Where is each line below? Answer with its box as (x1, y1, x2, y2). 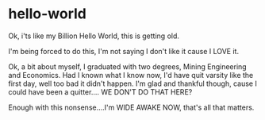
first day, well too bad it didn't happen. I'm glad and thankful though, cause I (8, 79, 258, 88)
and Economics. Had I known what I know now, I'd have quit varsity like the (8, 70, 254, 79)
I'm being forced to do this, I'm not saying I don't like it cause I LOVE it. (8, 46, 240, 56)
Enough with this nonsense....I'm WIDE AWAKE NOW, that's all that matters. (8, 103, 255, 112)
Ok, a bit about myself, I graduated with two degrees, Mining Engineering (8, 61, 248, 72)
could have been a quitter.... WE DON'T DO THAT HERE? (8, 87, 193, 96)
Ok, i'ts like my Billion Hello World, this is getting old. (8, 31, 180, 41)
